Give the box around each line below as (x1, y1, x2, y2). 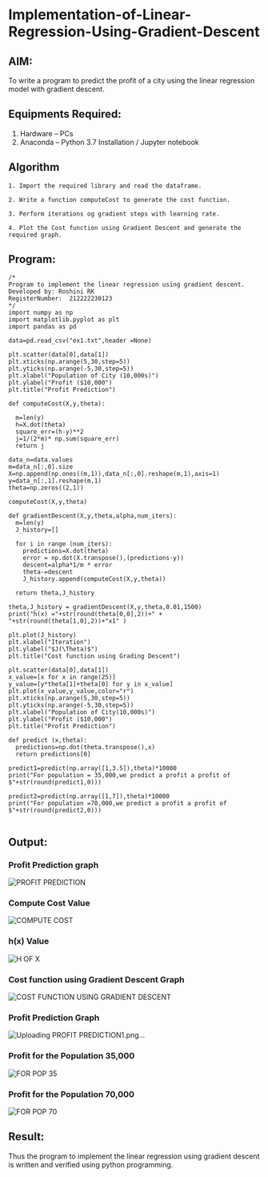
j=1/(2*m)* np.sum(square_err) (15, 435, 120, 443)
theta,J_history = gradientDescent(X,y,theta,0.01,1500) (8, 603, 202, 611)
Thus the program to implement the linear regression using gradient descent (8, 1151, 260, 1161)
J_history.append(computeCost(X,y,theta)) (22, 575, 166, 583)
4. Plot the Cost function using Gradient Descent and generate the (8, 224, 242, 232)
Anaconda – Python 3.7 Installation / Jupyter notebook (19, 137, 199, 147)
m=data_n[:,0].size (8, 463, 74, 471)
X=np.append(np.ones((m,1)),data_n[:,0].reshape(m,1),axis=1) (8, 470, 220, 478)
